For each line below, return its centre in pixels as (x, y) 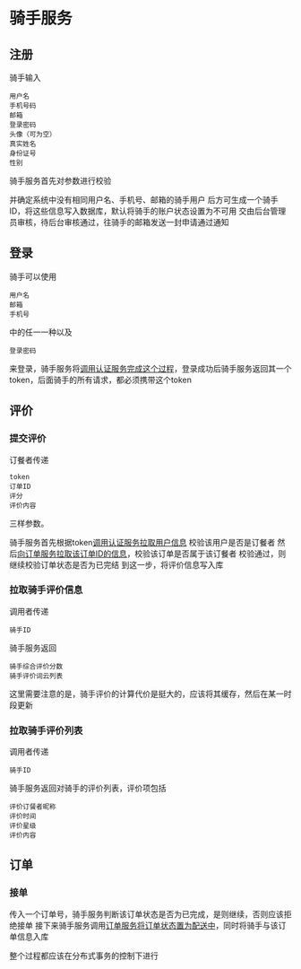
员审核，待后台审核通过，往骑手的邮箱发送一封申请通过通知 (119, 222)
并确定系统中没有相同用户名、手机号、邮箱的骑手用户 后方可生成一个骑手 (144, 200)
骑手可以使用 (33, 276)
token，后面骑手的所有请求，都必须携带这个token (101, 380)
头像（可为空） (33, 135)
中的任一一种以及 (41, 332)
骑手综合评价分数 (36, 666)
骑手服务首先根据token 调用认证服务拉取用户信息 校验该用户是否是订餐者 (142, 542)
